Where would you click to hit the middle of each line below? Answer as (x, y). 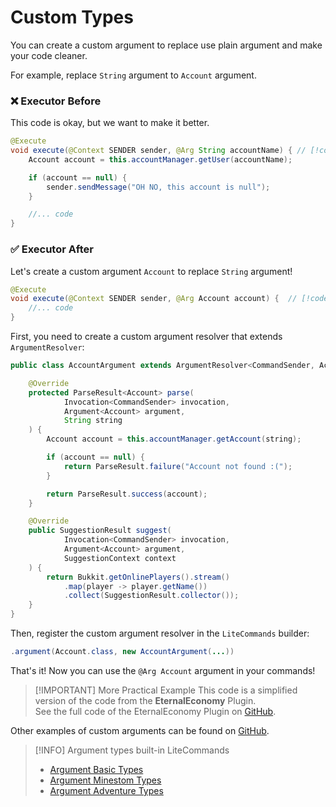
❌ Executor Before (56, 101)
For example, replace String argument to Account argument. (133, 75)
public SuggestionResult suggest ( (100, 531)
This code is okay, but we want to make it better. (110, 123)
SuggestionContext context (120, 558)
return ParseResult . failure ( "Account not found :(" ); (178, 466)
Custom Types (72, 17)
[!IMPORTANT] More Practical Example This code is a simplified (166, 690)
